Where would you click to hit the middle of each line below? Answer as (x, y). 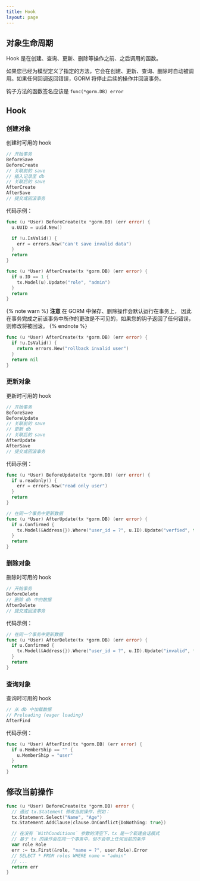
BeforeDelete (22, 594)
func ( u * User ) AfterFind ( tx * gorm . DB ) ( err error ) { (74, 744)
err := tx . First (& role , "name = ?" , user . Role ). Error (79, 850)
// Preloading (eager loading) (45, 715)
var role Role (29, 845)
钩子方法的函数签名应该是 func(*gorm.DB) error (65, 91)
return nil (25, 360)
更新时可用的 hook (29, 395)
